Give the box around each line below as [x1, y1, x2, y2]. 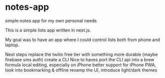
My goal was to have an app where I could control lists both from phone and [5, 36, 161, 43]
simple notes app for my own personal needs [5, 18, 97, 24]
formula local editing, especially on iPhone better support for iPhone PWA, [5, 62, 157, 68]
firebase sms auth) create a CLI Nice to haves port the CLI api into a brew [5, 56, 155, 62]
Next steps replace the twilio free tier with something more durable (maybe [5, 51, 158, 57]
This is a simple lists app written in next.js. [5, 27, 91, 33]
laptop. [5, 42, 20, 48]
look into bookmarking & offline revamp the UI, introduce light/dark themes [5, 67, 157, 73]
